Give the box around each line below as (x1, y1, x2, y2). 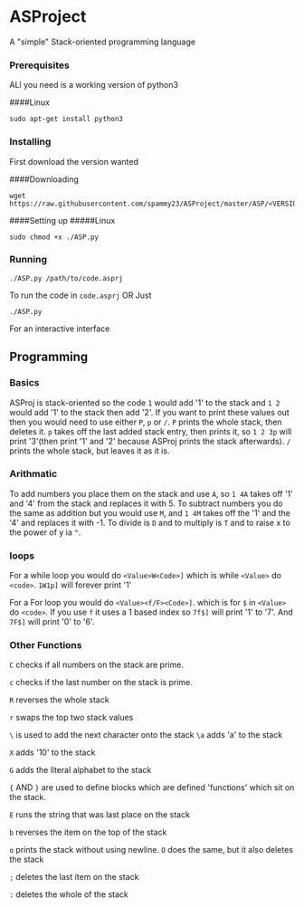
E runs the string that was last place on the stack (9, 809, 190, 820)
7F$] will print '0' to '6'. (9, 616, 95, 627)
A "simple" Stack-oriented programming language (9, 36, 196, 47)
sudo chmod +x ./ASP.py (9, 233, 100, 242)
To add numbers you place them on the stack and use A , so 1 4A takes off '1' (9, 488, 294, 499)
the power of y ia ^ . (9, 527, 81, 538)
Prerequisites (9, 59, 70, 72)
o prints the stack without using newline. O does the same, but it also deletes (9, 845, 294, 855)
